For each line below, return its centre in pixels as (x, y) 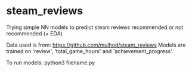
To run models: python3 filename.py (51, 63)
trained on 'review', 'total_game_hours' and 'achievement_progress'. (90, 51)
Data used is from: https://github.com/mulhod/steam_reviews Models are (96, 45)
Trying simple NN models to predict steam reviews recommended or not (95, 27)
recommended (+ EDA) (34, 33)
